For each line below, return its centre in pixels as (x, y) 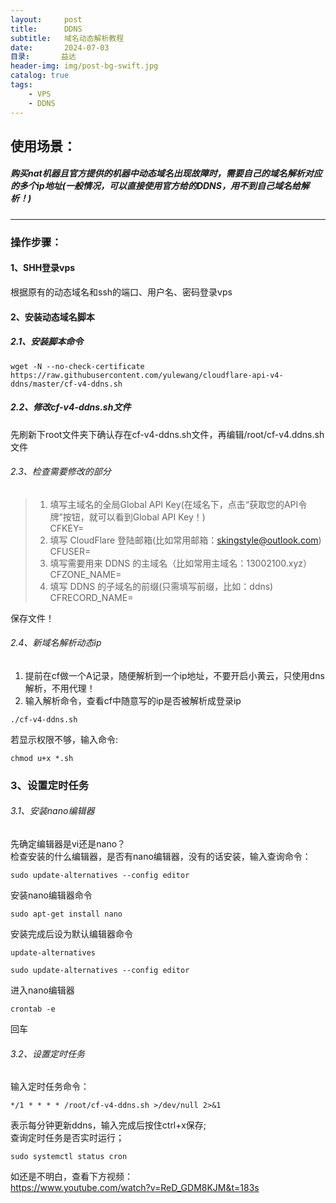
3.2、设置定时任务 (47, 1053)
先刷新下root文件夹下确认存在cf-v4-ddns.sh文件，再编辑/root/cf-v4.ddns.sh (167, 434)
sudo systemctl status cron (69, 1157)
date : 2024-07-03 (60, 47)
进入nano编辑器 (42, 990)
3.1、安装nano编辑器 (52, 811)
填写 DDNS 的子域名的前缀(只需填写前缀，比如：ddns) (161, 586)
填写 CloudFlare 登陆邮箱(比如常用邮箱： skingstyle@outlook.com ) (185, 540)
